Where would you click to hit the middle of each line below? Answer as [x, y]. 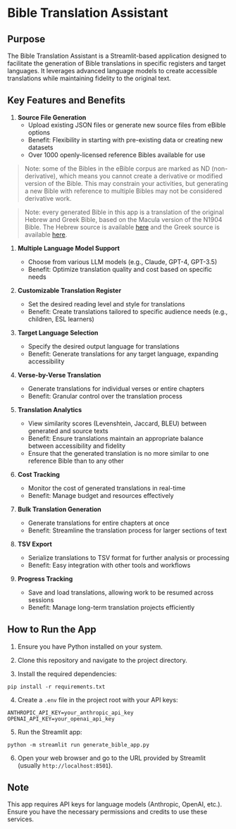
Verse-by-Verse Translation [59, 375]
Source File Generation [52, 117]
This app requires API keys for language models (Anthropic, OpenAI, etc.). [115, 804]
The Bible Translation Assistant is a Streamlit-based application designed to [117, 56]
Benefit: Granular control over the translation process [105, 396]
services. [20, 819]
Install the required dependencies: [67, 673]
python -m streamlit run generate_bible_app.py [79, 744]
